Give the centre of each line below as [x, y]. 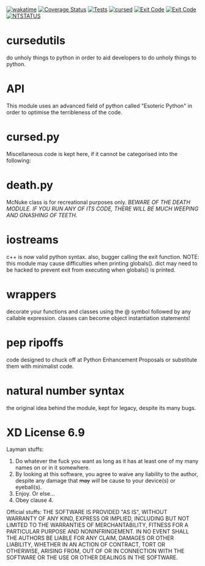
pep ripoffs [35, 342]
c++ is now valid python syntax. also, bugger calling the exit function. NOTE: [103, 256]
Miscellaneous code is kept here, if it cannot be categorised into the [92, 154]
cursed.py [33, 137]
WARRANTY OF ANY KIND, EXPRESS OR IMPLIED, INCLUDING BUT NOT [98, 519]
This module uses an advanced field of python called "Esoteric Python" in [99, 106]
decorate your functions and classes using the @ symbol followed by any [99, 311]
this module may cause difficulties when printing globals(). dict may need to [102, 263]
